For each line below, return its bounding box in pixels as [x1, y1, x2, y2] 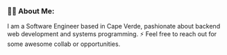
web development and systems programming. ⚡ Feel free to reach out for [7, 30, 217, 38]
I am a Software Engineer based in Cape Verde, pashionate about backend [7, 22, 221, 31]
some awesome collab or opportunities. [7, 40, 121, 48]
